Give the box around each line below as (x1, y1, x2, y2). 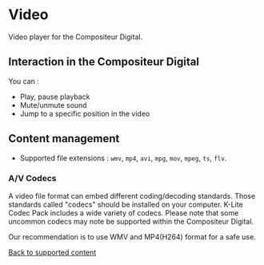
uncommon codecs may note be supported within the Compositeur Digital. (8, 216, 254, 226)
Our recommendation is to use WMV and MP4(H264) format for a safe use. (8, 231, 256, 241)
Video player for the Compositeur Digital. (8, 32, 143, 42)
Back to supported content (8, 247, 97, 257)
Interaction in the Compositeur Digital (8, 55, 200, 69)
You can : (8, 76, 40, 85)
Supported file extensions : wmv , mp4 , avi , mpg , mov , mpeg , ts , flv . (19, 153, 227, 163)
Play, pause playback (19, 92, 90, 101)
